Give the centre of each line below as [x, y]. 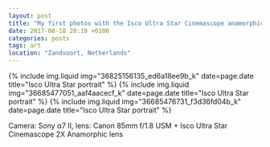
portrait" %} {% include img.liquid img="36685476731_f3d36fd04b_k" [125, 102]
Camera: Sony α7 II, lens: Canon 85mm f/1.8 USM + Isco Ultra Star [118, 126]
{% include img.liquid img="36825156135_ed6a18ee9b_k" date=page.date [131, 76]
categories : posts [39, 38]
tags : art [25, 46]
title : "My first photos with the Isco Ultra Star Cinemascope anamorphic [136, 23]
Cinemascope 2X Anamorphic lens [65, 134]
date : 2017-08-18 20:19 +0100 [59, 31]
